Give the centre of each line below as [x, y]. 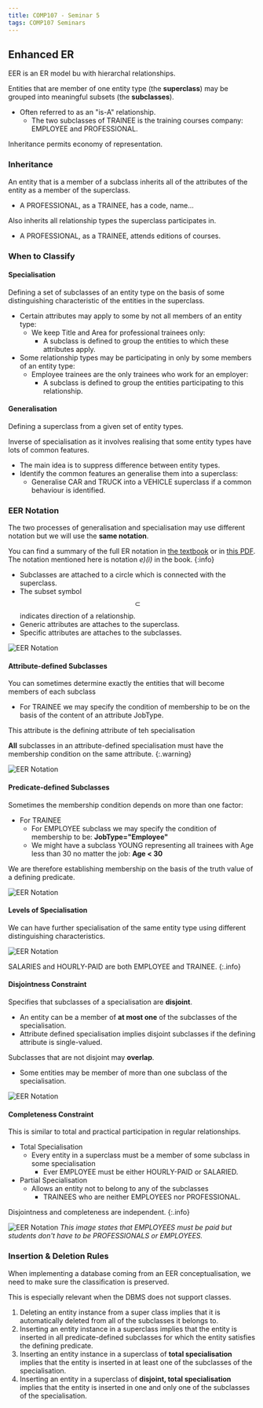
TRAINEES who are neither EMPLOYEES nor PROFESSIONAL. [142, 1197]
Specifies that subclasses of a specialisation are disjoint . [100, 1002]
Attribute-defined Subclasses [58, 665]
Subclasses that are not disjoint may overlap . [81, 1058]
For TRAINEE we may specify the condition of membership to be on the [135, 707]
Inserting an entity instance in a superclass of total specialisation [126, 1354]
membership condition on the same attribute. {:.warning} [100, 754]
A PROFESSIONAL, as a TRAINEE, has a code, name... [107, 205]
